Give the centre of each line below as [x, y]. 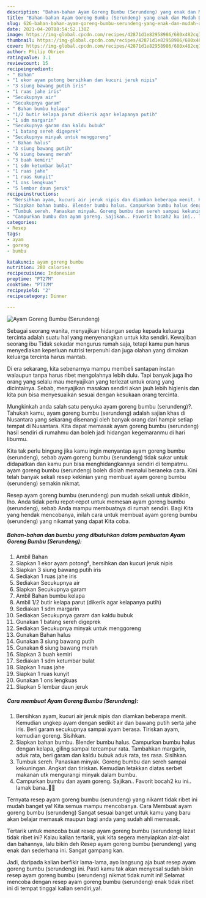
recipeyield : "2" [29, 290]
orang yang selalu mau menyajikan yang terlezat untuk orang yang [91, 381]
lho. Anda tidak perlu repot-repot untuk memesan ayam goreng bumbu [96, 502]
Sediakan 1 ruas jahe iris [46, 576]
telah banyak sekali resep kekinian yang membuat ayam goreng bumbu [97, 477]
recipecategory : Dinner [37, 296]
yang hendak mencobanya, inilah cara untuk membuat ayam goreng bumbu [102, 514]
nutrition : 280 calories [39, 268]
